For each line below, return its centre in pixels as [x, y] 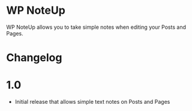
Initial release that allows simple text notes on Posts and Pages [92, 102]
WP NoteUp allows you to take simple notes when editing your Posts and [96, 27]
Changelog [34, 58]
